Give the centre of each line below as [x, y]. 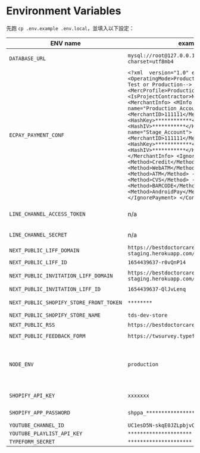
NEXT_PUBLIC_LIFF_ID [38, 262]
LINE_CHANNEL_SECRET [38, 235]
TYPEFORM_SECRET [32, 441]
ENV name [66, 43]
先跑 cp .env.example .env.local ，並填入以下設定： [71, 28]
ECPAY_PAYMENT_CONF [37, 135]
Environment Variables [64, 11]
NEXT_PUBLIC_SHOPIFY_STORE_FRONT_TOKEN [65, 302]
